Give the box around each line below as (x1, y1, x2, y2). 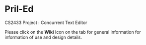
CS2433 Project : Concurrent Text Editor (4, 20, 87, 25)
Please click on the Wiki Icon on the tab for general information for (4, 29, 141, 35)
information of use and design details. (4, 34, 82, 40)
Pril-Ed (4, 3, 34, 15)
